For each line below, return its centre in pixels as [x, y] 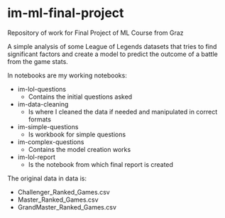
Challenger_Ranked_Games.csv [64, 192]
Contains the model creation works [79, 149]
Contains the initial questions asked [80, 97]
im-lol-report [36, 157]
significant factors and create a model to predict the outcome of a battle [112, 54]
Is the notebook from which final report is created [101, 164]
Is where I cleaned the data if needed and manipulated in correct [123, 111]
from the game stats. [38, 61]
